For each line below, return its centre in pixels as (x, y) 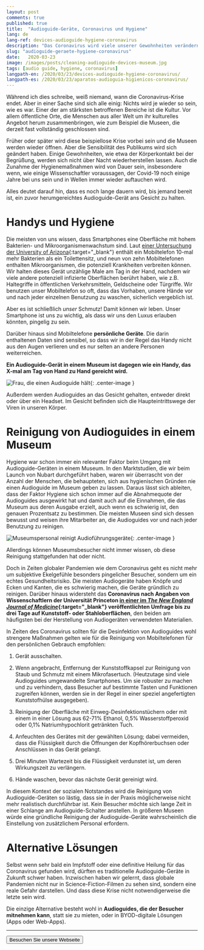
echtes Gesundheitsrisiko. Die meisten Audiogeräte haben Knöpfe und (94, 581)
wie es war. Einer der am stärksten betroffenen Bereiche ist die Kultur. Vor (99, 110)
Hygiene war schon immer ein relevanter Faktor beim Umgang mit (89, 462)
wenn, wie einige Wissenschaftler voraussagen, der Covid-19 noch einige (98, 173)
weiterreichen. (24, 353)
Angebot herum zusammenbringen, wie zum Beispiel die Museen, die (93, 123)
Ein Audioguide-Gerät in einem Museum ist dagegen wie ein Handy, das (99, 365)
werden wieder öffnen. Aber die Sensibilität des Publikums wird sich (92, 148)
